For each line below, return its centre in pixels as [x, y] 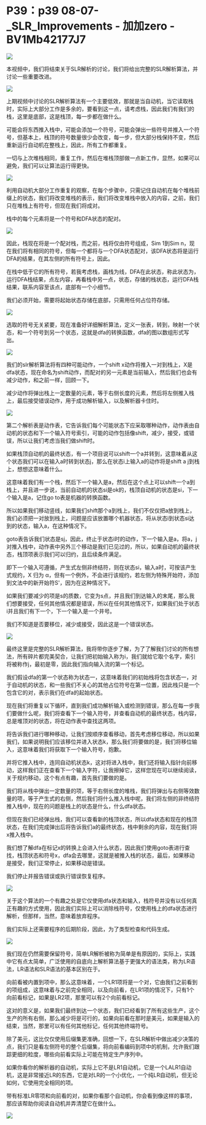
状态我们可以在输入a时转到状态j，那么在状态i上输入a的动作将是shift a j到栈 [105, 461]
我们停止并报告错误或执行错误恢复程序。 [57, 876]
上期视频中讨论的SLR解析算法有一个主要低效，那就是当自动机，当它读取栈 [100, 101]
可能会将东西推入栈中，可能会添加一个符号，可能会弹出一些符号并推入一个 [100, 129]
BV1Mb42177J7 [46, 40]
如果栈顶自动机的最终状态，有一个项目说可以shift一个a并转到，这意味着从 [99, 453]
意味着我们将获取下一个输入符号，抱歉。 [73, 749]
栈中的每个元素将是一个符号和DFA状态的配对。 [65, 218]
